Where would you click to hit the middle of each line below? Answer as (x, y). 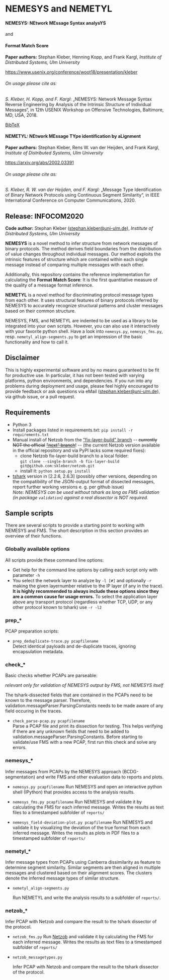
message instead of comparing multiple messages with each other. (75, 265)
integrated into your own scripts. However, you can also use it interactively (82, 326)
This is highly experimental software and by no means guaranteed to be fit (82, 370)
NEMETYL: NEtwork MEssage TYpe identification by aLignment (73, 136)
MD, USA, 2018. (21, 115)
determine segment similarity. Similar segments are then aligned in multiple (83, 867)
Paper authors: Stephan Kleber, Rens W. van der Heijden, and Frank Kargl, (82, 147)
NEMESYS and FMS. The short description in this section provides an (77, 530)
